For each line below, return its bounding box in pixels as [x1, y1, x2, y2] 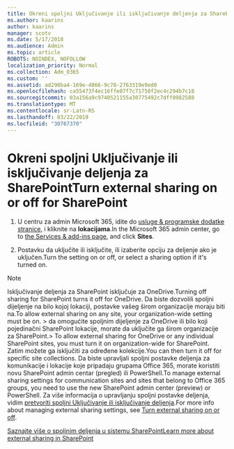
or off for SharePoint [7, 194, 127, 210]
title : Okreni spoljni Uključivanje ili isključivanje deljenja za [7, 10, 208, 17]
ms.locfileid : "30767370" [7, 120, 82, 127]
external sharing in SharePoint [7, 434, 94, 443]
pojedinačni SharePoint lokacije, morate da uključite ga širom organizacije [7, 324, 219, 333]
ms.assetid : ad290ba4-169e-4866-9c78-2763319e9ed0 [7, 81, 157, 88]
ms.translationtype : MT [7, 101, 77, 108]
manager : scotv [7, 29, 52, 37]
